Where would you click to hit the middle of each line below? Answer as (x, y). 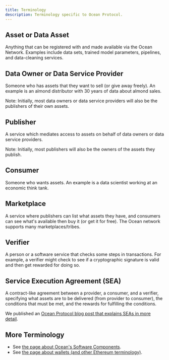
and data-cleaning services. (34, 58)
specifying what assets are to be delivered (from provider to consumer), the (84, 299)
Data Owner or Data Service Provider (64, 74)
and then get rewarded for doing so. (43, 265)
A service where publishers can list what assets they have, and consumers (83, 216)
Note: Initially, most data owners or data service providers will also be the (81, 101)
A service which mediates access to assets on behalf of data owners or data (85, 134)
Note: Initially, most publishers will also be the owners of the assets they (80, 149)
